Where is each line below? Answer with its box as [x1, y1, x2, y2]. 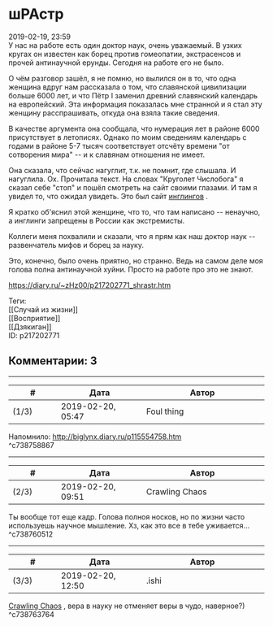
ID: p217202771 [8, 330, 60, 340]
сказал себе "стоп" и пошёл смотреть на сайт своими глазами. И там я [8, 182, 258, 192]
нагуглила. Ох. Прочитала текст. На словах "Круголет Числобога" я [8, 174, 244, 184]
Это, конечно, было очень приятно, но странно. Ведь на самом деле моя [8, 255, 264, 265]
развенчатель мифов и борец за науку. [8, 240, 145, 250]
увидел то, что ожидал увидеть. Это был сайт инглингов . [8, 191, 209, 201]
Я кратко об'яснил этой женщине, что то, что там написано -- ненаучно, [8, 206, 261, 216]
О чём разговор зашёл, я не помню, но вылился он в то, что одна [8, 73, 236, 83]
